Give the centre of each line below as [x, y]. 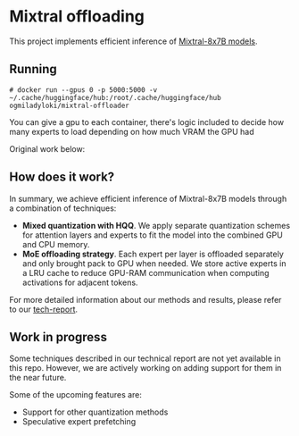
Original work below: [47, 148]
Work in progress [58, 337]
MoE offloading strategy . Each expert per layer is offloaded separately [153, 254]
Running [33, 69]
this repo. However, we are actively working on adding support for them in [145, 368]
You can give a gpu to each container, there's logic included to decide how [146, 122]
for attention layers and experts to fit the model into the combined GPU [152, 235]
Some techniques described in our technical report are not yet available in [145, 358]
